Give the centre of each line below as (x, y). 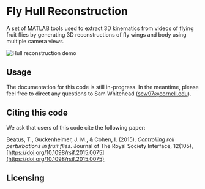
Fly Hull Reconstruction (67, 11)
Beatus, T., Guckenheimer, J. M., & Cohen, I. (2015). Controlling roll (91, 139)
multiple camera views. (35, 41)
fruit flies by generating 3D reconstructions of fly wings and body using (96, 34)
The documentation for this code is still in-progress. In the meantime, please (102, 87)
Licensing (25, 178)
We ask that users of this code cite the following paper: (76, 127)
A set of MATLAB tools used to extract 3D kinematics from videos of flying (100, 28)
